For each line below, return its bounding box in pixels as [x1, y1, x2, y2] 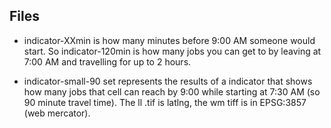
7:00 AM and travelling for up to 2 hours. [23, 55, 192, 68]
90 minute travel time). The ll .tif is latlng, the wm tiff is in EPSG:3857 [23, 96, 307, 108]
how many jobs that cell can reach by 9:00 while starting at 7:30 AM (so [23, 85, 321, 98]
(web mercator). [23, 107, 91, 119]
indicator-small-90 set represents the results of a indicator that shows [23, 75, 313, 87]
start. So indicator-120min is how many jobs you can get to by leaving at [23, 45, 322, 57]
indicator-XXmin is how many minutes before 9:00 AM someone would [23, 34, 316, 46]
